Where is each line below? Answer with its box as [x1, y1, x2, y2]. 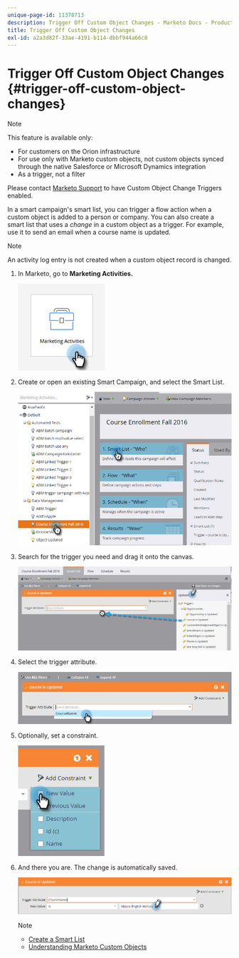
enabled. [7, 191, 33, 200]
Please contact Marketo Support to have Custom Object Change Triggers [7, 184, 222, 193]
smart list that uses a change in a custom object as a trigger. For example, [7, 220, 224, 229]
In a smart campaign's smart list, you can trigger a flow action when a [7, 205, 212, 214]
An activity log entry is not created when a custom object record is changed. [7, 255, 232, 264]
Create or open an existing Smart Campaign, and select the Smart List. [17, 378, 225, 387]
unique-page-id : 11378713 [7, 11, 84, 19]
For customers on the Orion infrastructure [17, 147, 140, 156]
